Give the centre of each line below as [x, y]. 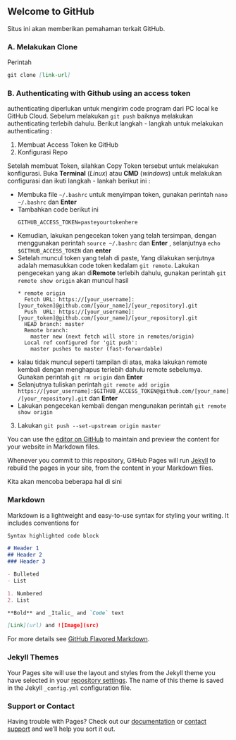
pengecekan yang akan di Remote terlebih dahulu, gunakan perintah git [122, 273]
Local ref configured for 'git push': [81, 343]
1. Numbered [25, 593]
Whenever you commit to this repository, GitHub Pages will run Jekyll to [112, 461]
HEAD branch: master [54, 324]
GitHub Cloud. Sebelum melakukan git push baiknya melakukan [100, 116]
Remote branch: [46, 331]
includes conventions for [43, 523]
